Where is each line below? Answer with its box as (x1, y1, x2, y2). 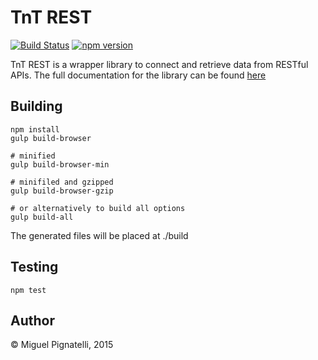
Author (10, 312, 55, 329)
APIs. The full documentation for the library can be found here (10, 69, 267, 81)
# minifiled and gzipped (10, 177, 114, 187)
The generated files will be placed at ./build (10, 229, 189, 241)
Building (10, 98, 63, 115)
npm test (10, 285, 47, 295)
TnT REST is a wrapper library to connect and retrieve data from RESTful (10, 58, 309, 70)
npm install (10, 124, 60, 135)
